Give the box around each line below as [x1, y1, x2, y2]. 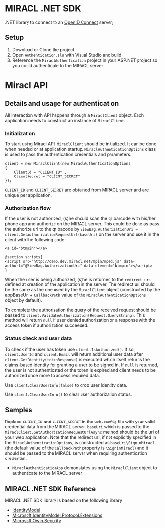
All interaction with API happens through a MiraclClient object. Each [5, 112, 144, 118]
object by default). [5, 297, 43, 303]
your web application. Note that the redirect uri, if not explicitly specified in [5, 434, 156, 440]
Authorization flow [5, 204, 51, 211]
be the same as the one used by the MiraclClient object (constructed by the [5, 287, 160, 293]
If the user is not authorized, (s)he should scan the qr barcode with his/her [5, 215, 156, 222]
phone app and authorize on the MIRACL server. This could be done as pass [5, 221, 160, 227]
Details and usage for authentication [5, 99, 119, 107]
